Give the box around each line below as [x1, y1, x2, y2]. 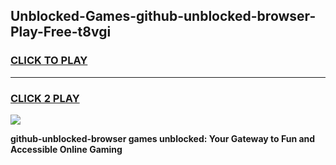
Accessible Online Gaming [10, 143, 123, 155]
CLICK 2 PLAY [10, 91, 80, 105]
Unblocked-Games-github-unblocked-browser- [10, 8, 317, 25]
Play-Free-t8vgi [10, 24, 112, 41]
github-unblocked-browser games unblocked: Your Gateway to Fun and [10, 132, 316, 144]
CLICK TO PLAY [10, 54, 88, 68]
